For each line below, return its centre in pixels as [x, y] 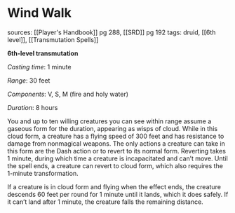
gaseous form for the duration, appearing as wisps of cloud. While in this [113, 128]
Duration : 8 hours [33, 107]
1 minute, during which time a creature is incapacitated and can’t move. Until [117, 158]
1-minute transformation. [43, 173]
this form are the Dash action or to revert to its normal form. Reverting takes [117, 151]
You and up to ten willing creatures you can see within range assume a [109, 121]
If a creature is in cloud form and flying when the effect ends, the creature [114, 186]
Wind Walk [39, 13]
